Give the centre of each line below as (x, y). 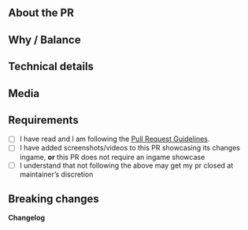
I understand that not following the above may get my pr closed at (126, 165)
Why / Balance (44, 40)
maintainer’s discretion (56, 174)
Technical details (51, 67)
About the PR (41, 13)
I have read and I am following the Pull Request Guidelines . (115, 139)
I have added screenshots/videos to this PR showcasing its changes (130, 148)
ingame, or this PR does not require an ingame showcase (112, 157)
